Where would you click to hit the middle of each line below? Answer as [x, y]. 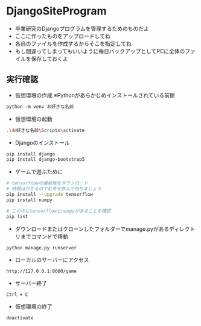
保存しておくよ [49, 58]
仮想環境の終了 [33, 307]
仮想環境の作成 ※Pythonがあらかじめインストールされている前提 [95, 95]
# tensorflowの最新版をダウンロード [47, 183]
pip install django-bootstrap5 [46, 160]
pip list [17, 216]
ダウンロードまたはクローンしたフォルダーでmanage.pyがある [92, 229]
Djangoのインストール [43, 142]
